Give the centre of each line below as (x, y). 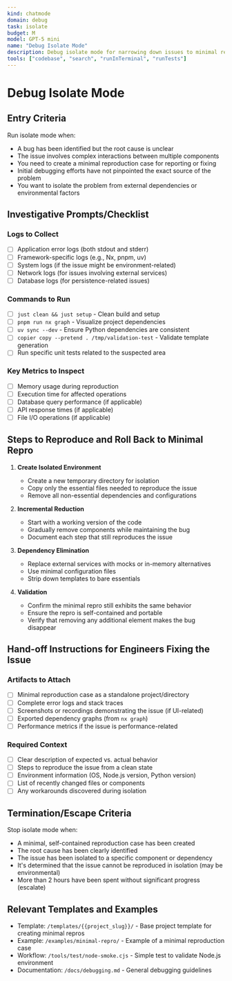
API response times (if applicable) (65, 409)
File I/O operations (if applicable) (64, 417)
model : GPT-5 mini (33, 39)
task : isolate (28, 26)
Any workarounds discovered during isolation (82, 791)
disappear (42, 627)
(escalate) (31, 887)
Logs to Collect (33, 234)
